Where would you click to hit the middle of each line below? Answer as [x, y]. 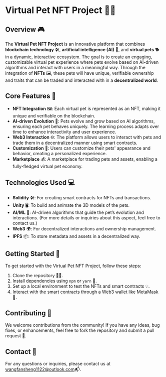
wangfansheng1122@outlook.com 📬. [43, 369]
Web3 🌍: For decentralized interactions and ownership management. [84, 228]
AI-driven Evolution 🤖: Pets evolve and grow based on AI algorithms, [83, 121]
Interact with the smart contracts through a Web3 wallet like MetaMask [85, 292]
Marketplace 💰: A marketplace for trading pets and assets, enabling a [85, 159]
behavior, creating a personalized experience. [59, 153]
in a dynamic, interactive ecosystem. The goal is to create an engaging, [79, 57]
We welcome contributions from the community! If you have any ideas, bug [82, 325]
